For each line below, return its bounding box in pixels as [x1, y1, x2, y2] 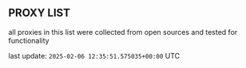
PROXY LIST [8, 6, 70, 20]
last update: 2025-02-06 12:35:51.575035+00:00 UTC [8, 51, 181, 60]
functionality [8, 36, 50, 45]
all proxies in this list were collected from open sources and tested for [8, 27, 238, 36]
